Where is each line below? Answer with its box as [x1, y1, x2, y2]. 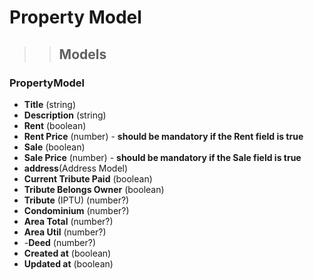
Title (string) [23, 98, 77, 110]
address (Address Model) [23, 162, 129, 174]
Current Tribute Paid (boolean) [23, 172, 153, 185]
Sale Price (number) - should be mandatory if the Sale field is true [23, 151, 302, 163]
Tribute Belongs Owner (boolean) [23, 183, 165, 195]
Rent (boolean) [23, 119, 87, 131]
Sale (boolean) [23, 141, 86, 153]
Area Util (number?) [23, 226, 107, 238]
